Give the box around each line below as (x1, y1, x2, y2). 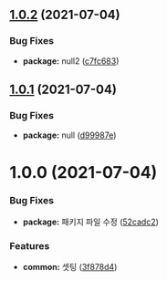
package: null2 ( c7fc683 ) (22, 55, 120, 67)
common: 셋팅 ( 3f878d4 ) (22, 262, 118, 273)
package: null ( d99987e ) (22, 130, 117, 140)
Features (9, 239, 50, 252)
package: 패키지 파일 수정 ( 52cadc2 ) (22, 216, 160, 227)
